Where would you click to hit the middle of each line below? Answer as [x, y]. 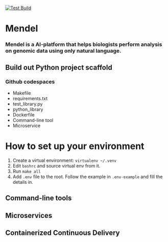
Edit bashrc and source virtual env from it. [56, 165]
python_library [28, 109]
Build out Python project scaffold [59, 67]
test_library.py [28, 104]
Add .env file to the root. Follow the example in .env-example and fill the [88, 177]
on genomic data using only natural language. [63, 51]
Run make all [27, 171]
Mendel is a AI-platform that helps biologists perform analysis [84, 44]
